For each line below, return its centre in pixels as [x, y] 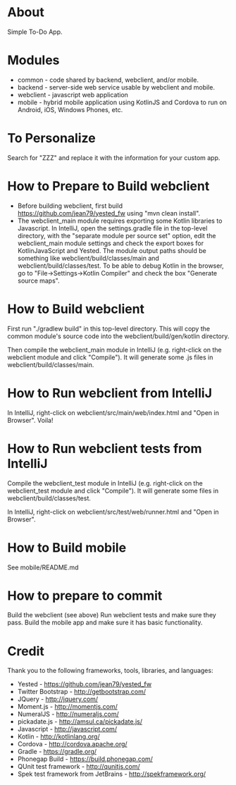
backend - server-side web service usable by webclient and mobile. [116, 87]
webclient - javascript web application [73, 94]
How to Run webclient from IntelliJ [110, 393]
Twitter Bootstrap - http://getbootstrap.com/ [82, 692]
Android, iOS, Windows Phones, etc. [70, 109]
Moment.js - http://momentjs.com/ [67, 707]
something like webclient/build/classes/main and [88, 258]
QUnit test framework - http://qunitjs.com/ [79, 767]
